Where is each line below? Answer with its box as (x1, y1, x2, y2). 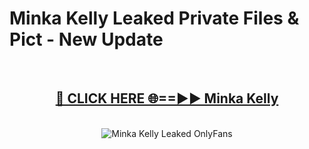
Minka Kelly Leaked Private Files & (9, 7, 300, 30)
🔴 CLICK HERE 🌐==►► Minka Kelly (55, 90, 279, 107)
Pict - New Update (9, 28, 164, 51)
